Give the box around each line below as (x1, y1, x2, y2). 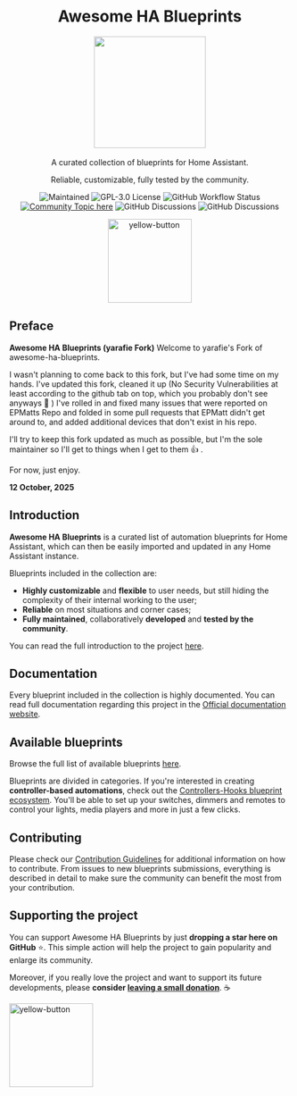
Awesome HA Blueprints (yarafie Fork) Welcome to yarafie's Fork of (9, 342, 263, 353)
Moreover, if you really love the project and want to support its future (9, 972, 262, 983)
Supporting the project (9, 908, 138, 924)
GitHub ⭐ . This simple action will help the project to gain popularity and (9, 941, 272, 952)
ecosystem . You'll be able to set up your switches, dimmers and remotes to (9, 795, 285, 806)
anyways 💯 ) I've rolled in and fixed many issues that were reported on (9, 397, 268, 408)
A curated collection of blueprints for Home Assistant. (51, 156, 249, 167)
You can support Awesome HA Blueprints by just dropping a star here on (9, 932, 278, 942)
